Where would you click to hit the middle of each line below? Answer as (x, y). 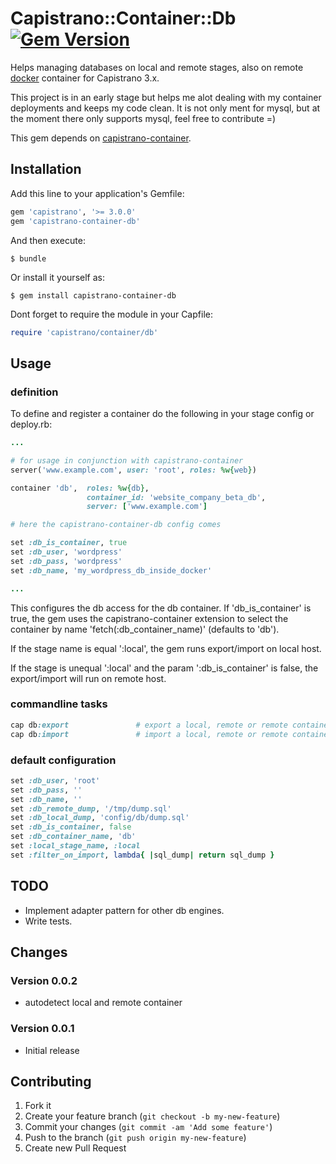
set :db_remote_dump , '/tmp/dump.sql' (91, 808)
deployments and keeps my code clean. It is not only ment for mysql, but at (165, 108)
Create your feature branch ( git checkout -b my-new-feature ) (152, 1116)
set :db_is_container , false (71, 827)
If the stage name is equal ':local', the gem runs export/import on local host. (166, 648)
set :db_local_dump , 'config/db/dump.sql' (100, 818)
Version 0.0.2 (44, 980)
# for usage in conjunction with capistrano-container (127, 460)
